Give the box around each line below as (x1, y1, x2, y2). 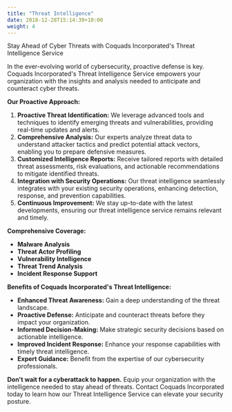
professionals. (17, 362, 58, 371)
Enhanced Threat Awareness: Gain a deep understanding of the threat (17, 296, 220, 305)
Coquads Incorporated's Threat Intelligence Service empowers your (7, 70, 201, 78)
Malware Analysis (17, 240, 70, 249)
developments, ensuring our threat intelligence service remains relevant (17, 206, 222, 214)
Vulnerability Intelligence (17, 255, 92, 263)
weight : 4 (7, 23, 36, 30)
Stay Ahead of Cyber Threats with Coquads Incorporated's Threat (7, 42, 195, 50)
